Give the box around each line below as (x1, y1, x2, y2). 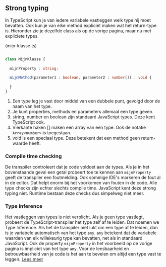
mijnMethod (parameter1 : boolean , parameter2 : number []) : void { (9, 75, 152, 80)
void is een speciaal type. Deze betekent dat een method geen (12, 135, 140, 141)
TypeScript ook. (12, 119, 45, 125)
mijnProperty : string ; (9, 66, 58, 71)
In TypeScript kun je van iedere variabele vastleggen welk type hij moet (5, 17, 151, 23)
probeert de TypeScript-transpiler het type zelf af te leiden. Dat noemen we (5, 219, 160, 225)
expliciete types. (5, 33, 39, 39)
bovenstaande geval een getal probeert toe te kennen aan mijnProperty (5, 169, 151, 176)
